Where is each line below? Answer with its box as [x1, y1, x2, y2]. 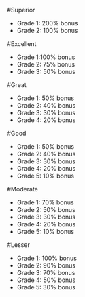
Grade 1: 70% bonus [16, 198, 74, 206]
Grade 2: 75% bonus [16, 60, 75, 68]
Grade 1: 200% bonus [16, 19, 78, 27]
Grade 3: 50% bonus [16, 68, 76, 75]
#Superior [7, 6, 35, 14]
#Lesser [7, 241, 31, 249]
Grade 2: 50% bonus [16, 206, 76, 213]
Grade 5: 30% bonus [16, 283, 76, 291]
